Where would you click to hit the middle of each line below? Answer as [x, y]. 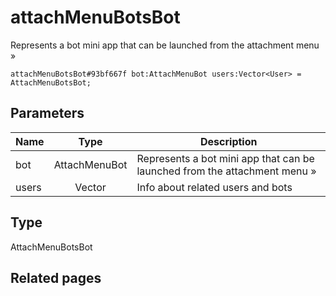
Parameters [47, 113]
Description [229, 141]
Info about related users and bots [214, 187]
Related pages [56, 277]
